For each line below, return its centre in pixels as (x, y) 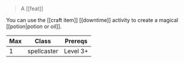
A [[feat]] (32, 9)
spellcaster (43, 51)
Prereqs (76, 41)
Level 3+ (76, 51)
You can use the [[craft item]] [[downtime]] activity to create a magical (92, 20)
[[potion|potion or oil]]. (34, 26)
